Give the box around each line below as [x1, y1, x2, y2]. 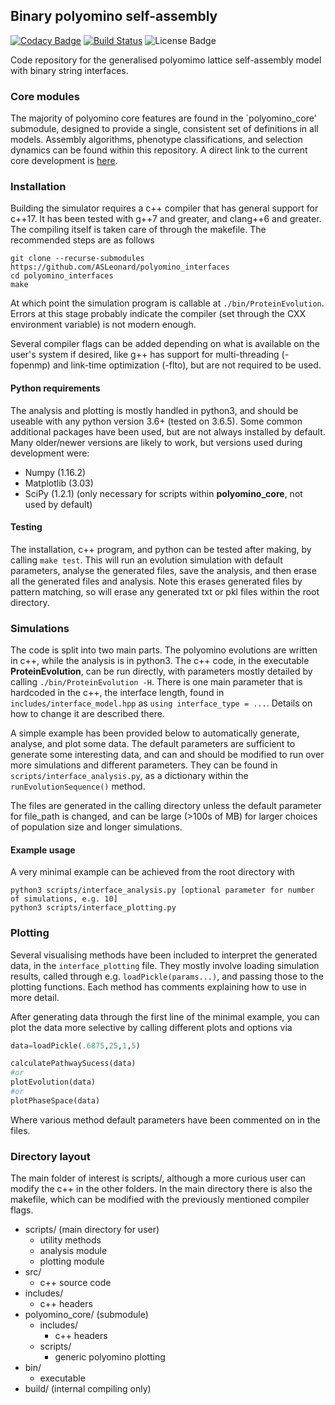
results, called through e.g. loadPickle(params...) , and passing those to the [10, 970, 324, 982]
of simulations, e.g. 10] [10, 894, 118, 904]
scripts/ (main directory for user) [24, 1224, 160, 1236]
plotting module [39, 1255, 105, 1268]
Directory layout [10, 1149, 91, 1163]
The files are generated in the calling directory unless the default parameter [10, 800, 322, 812]
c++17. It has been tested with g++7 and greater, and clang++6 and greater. [10, 213, 322, 225]
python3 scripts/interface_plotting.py [10, 903, 177, 913]
